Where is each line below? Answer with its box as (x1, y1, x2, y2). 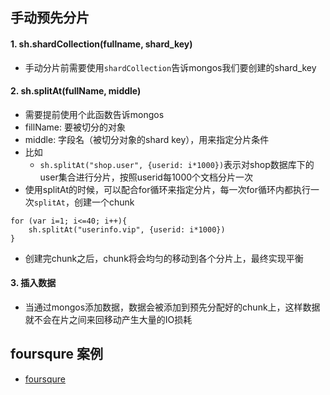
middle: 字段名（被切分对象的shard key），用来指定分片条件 (24, 133, 270, 145)
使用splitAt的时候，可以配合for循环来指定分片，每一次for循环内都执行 (24, 183, 311, 195)
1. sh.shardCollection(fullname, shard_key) (10, 38, 193, 50)
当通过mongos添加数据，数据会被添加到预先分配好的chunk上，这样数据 (24, 301, 321, 313)
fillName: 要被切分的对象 (24, 121, 126, 133)
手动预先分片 (10, 9, 90, 27)
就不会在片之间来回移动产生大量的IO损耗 (24, 314, 193, 325)
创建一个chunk (73, 196, 135, 208)
